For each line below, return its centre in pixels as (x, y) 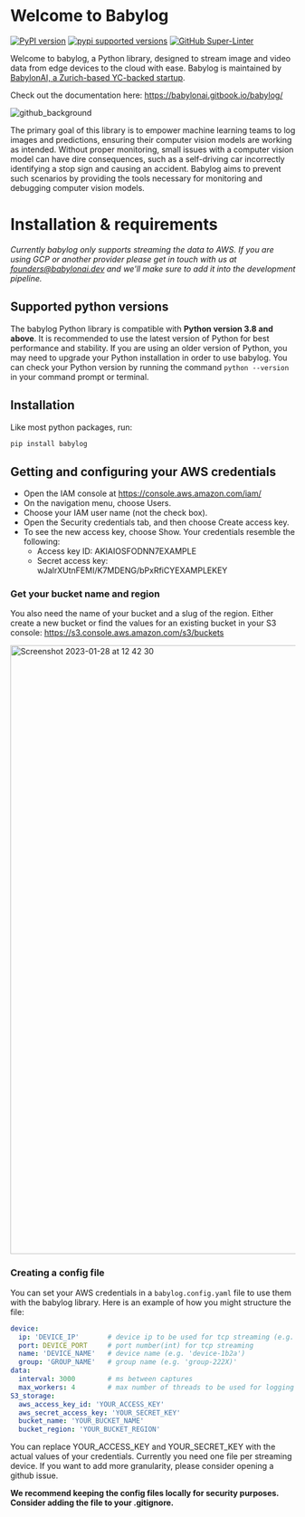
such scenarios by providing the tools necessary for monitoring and (137, 178)
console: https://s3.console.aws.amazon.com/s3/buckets (117, 633)
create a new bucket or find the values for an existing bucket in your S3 (143, 623)
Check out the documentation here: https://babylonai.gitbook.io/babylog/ (147, 95)
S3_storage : (33, 1396)
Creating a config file (57, 1273)
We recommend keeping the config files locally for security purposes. (145, 1493)
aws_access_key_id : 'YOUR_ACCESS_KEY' (92, 1404)
